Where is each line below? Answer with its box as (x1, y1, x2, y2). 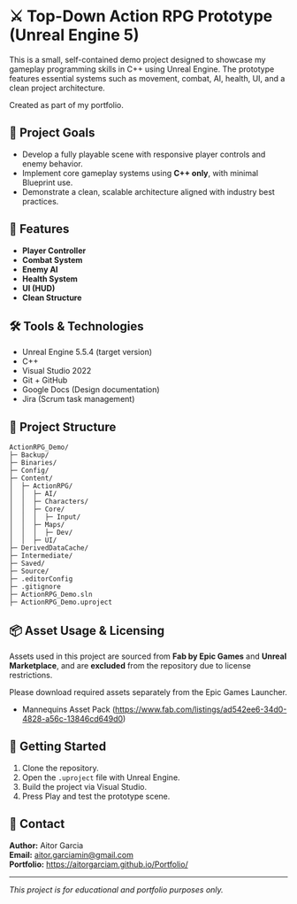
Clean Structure (21, 292, 82, 303)
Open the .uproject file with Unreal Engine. (21, 772, 180, 783)
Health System (21, 273, 78, 284)
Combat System (21, 254, 83, 265)
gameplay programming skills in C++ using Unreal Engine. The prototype (9, 64, 275, 74)
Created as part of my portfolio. (9, 99, 124, 110)
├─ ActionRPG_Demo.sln (9, 591, 93, 599)
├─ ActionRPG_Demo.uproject (9, 598, 113, 607)
